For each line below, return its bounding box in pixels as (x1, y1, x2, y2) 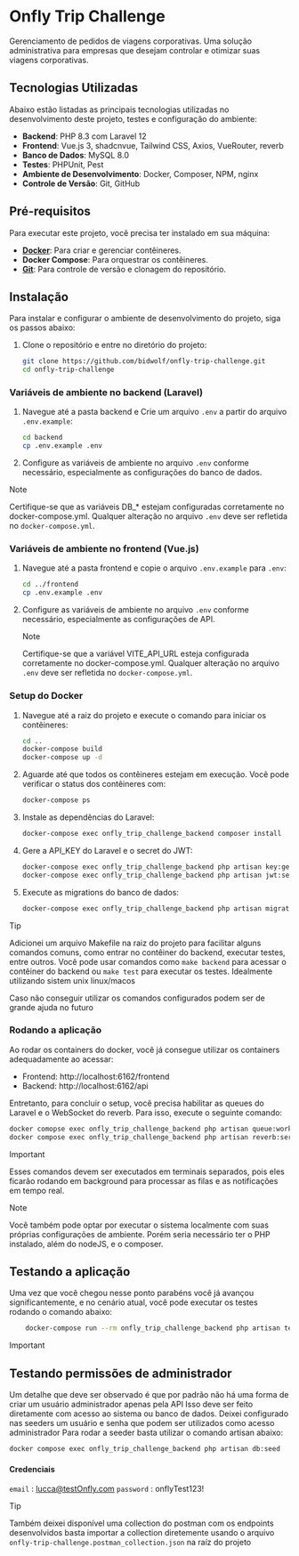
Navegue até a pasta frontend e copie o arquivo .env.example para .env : (21, 563, 287, 573)
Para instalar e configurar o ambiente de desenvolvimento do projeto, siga (9, 313, 281, 324)
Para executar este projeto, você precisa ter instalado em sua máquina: (9, 227, 270, 238)
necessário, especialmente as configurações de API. (21, 614, 215, 625)
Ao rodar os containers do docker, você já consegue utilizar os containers (9, 1044, 280, 1055)
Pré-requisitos (9, 204, 92, 219)
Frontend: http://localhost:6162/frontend (21, 1071, 170, 1082)
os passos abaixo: (9, 322, 76, 333)
